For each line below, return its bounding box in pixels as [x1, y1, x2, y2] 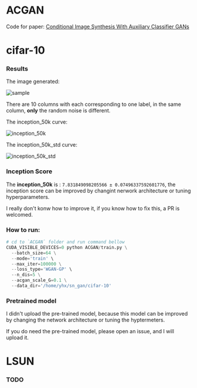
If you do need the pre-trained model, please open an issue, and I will [6, 328, 175, 335]
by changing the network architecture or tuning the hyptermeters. [6, 316, 165, 324]
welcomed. [6, 211, 34, 218]
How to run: [6, 225, 41, 234]
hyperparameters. [6, 193, 50, 200]
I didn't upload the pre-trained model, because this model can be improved [6, 310, 188, 317]
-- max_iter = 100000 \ [11, 261, 62, 267]
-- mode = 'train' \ [11, 256, 54, 261]
